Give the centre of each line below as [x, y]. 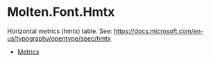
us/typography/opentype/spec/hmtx [59, 38]
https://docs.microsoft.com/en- [159, 31]
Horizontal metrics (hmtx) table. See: [60, 31]
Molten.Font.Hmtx [61, 12]
